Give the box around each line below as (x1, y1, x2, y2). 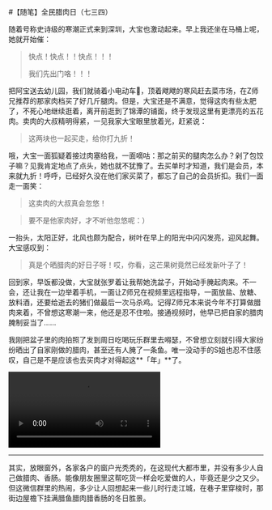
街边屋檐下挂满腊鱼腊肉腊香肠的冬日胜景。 (8, 493, 151, 503)
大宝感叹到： (8, 243, 51, 253)
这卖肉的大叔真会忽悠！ (28, 198, 107, 208)
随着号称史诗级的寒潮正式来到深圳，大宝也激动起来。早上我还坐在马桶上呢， (8, 24, 264, 34)
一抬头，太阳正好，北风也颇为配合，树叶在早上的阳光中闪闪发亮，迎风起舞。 (8, 233, 264, 242)
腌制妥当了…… (8, 318, 57, 327)
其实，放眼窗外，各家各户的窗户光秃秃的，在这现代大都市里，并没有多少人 (8, 463, 257, 472)
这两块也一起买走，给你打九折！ (28, 134, 135, 143)
